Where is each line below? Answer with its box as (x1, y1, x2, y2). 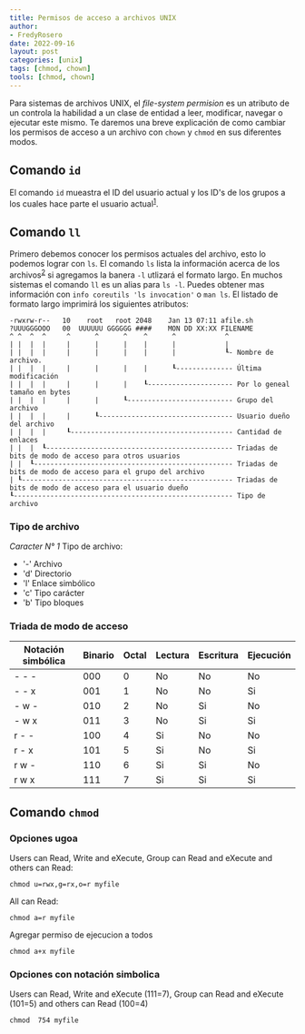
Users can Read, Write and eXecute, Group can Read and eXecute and (9, 852, 273, 863)
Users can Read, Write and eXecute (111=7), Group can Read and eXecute (9, 988, 284, 999)
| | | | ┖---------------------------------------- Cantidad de (9, 427, 282, 437)
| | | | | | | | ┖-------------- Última (9, 363, 261, 373)
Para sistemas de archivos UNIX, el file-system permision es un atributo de (9, 97, 290, 108)
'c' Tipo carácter (22, 587, 85, 598)
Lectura (155, 649, 191, 662)
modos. (9, 136, 38, 147)
